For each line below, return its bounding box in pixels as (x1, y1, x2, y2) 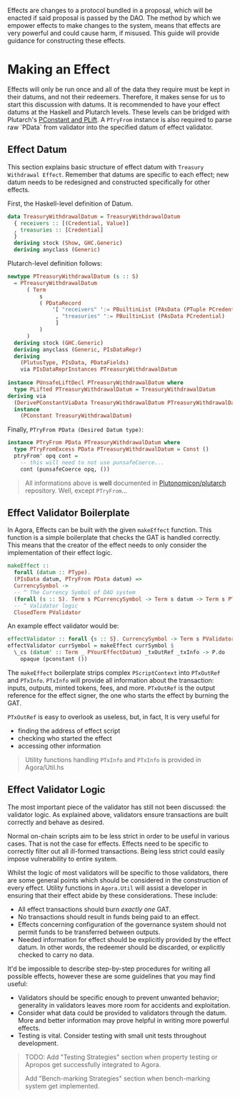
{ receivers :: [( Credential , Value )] (14, 219, 130, 227)
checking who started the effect (17, 733, 112, 742)
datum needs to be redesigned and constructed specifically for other (7, 178, 211, 186)
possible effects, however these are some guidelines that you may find (7, 971, 216, 981)
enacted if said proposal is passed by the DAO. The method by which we (7, 14, 221, 22)
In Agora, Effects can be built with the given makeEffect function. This (7, 526, 212, 534)
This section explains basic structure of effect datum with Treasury (7, 162, 204, 171)
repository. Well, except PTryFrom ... (24, 486, 128, 495)
